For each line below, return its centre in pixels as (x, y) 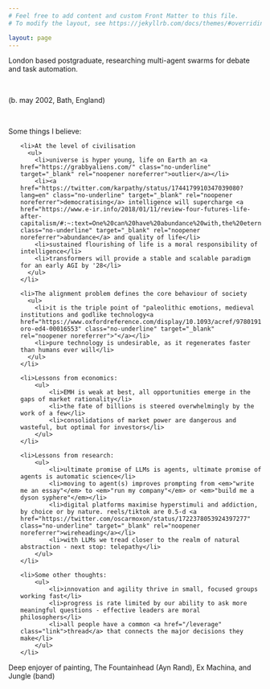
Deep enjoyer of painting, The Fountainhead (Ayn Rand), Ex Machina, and (130, 667)
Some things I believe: (45, 131)
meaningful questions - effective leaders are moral (110, 611)
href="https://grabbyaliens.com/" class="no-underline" (115, 167)
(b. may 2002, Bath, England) (57, 100)
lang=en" (35, 195)
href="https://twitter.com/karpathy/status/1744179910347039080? (131, 189)
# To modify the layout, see (57, 23)
